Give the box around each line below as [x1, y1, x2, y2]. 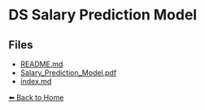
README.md [20, 59, 63, 69]
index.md [20, 77, 52, 86]
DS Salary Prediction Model [8, 6, 198, 24]
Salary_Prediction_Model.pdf [20, 68, 117, 78]
